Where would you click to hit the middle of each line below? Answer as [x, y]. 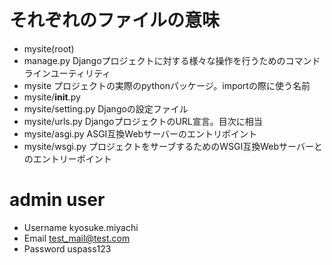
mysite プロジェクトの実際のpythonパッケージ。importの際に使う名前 [167, 85]
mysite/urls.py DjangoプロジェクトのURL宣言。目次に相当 [143, 121]
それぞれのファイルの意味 [115, 20]
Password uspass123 [67, 248]
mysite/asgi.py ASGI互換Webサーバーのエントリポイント [140, 133]
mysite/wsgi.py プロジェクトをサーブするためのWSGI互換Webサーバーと [173, 146]
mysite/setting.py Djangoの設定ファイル [106, 108]
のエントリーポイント [67, 158]
